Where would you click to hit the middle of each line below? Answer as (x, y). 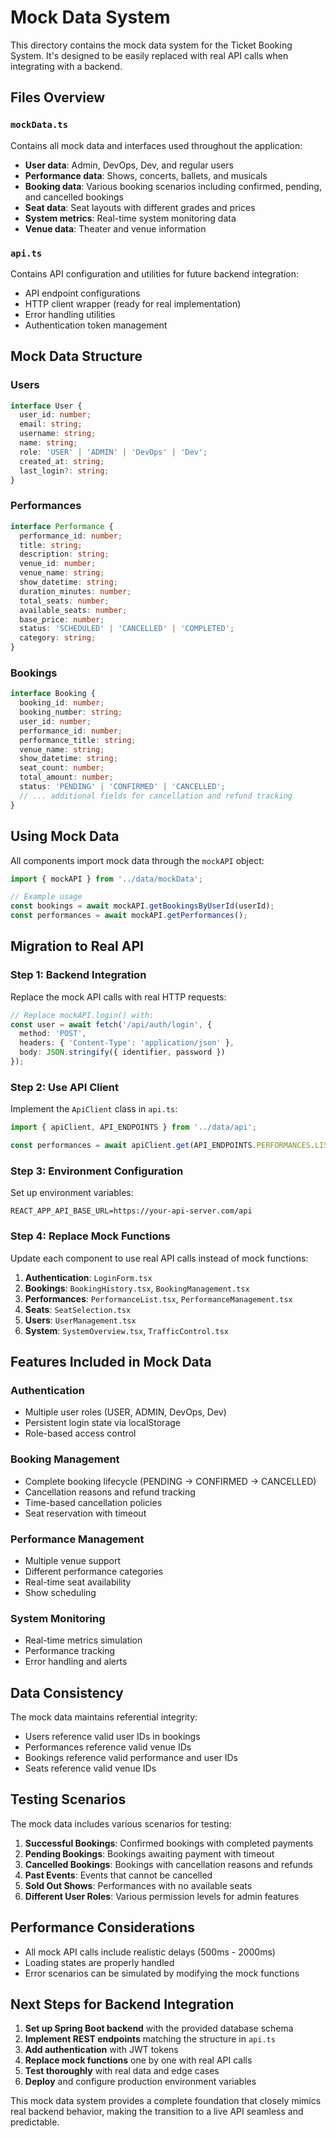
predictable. (35, 2122)
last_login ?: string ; (64, 471)
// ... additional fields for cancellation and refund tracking (156, 796)
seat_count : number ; (62, 768)
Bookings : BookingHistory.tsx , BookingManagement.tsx (137, 1288)
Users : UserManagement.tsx (80, 1320)
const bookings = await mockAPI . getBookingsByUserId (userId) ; (142, 906)
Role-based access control (80, 1433)
